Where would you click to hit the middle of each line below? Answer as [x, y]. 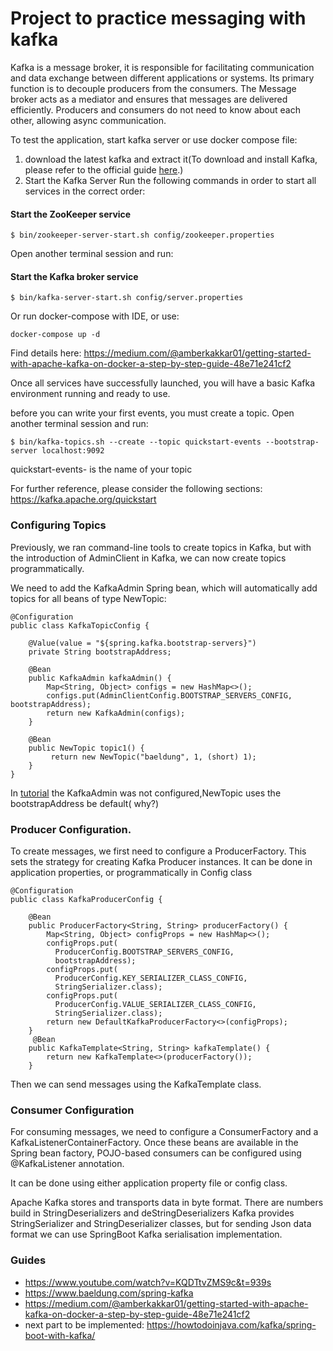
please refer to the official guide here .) [104, 169]
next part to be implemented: [84, 1324]
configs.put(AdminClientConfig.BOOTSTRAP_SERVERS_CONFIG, [169, 695]
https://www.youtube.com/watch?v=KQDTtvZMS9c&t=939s [148, 1282]
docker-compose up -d [55, 335]
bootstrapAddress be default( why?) [85, 803]
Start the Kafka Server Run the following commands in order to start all [170, 180]
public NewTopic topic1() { [86, 748]
